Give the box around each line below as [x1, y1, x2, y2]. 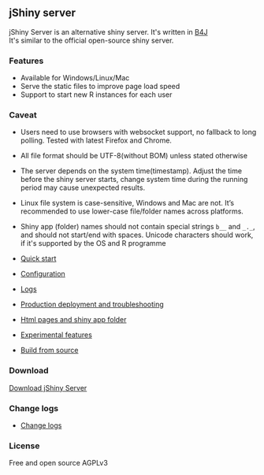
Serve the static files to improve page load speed [20, 82, 180, 91]
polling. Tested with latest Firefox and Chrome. [20, 135, 173, 145]
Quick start [20, 254, 57, 263]
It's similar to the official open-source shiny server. [9, 35, 174, 45]
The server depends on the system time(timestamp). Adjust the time [20, 166, 243, 176]
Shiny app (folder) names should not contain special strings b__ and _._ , [20, 222, 255, 232]
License [9, 440, 40, 451]
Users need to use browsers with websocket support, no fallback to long [20, 128, 257, 137]
